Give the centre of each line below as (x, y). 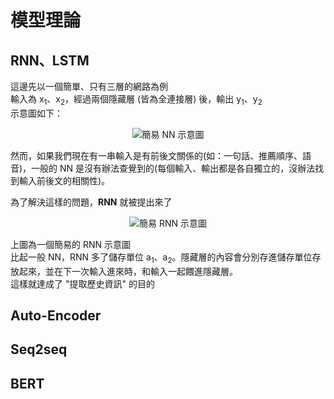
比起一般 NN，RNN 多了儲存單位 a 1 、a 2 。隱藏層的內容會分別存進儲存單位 (161, 258)
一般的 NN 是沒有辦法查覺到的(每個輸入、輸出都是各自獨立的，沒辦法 (173, 168)
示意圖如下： (36, 113)
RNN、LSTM (50, 60)
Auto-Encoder (56, 315)
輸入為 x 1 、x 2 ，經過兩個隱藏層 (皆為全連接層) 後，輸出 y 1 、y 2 (136, 100)
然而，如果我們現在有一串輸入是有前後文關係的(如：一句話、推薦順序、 (156, 155)
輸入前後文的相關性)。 (64, 180)
